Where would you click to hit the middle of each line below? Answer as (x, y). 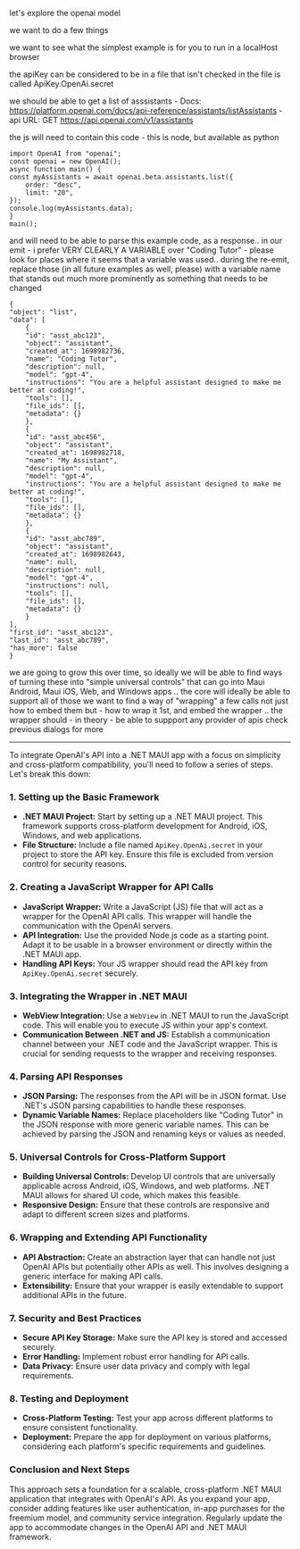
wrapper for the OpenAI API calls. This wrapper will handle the (137, 916)
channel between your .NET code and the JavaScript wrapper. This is (150, 1044)
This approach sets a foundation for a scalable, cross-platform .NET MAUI (146, 1489)
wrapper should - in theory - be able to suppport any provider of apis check (149, 720)
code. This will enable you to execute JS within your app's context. (145, 1025)
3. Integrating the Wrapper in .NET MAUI (98, 996)
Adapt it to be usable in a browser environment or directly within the (147, 945)
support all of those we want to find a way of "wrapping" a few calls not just (149, 701)
